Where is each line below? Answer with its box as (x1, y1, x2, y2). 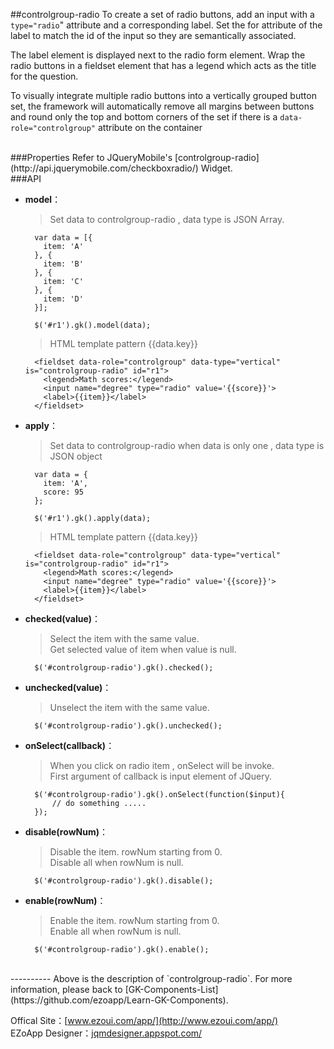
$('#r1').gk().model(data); (34, 320, 152, 330)
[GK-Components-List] (124, 984, 219, 995)
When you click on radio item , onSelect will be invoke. (49, 760, 275, 771)
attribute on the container (97, 122, 203, 133)
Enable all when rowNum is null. (49, 925, 182, 937)
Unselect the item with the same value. (49, 702, 210, 713)
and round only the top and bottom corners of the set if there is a (10, 111, 278, 123)
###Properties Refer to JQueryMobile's (10, 152, 173, 163)
